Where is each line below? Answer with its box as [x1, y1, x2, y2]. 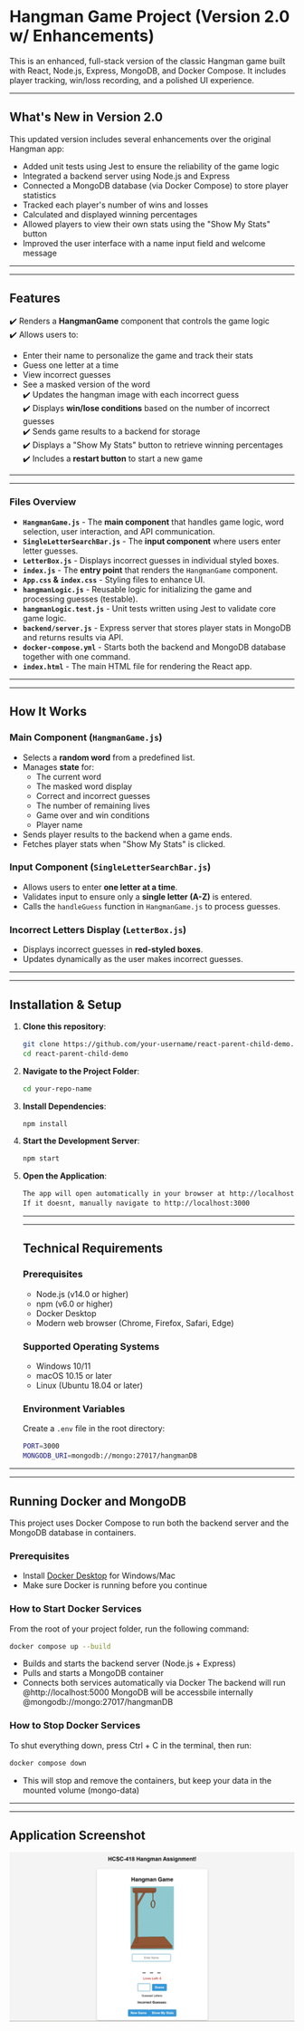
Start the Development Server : [22, 1135, 140, 1147]
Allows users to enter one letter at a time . [22, 881, 178, 892]
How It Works [9, 704, 88, 719]
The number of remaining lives [35, 800, 151, 811]
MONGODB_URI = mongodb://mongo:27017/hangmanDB [22, 1451, 197, 1460]
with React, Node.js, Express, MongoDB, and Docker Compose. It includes [9, 65, 287, 76]
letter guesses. [22, 545, 79, 556]
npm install [22, 1119, 68, 1129]
